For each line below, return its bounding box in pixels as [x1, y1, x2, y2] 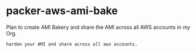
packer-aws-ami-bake [6, 4, 119, 18]
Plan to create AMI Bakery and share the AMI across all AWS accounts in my [6, 24, 191, 31]
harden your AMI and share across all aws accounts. [6, 41, 138, 47]
